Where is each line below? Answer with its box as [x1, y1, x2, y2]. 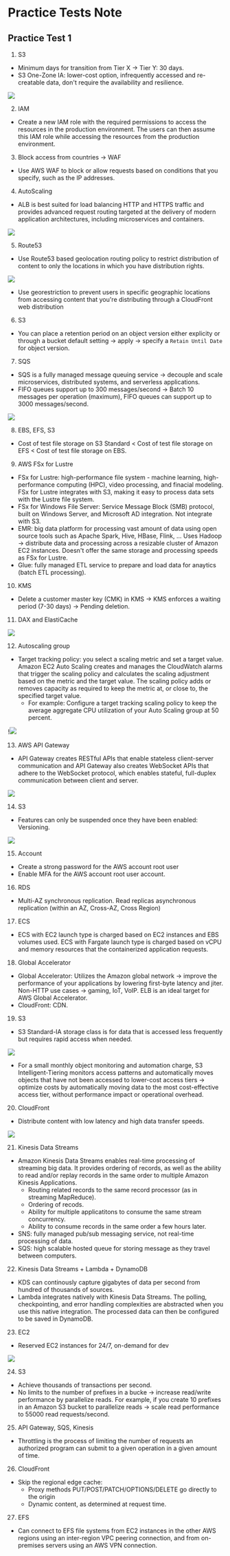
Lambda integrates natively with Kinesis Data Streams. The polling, [17, 1293, 207, 1301]
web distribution [17, 303, 64, 311]
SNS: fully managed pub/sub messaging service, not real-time [17, 1229, 194, 1238]
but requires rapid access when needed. [17, 1035, 133, 1043]
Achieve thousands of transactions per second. [17, 1381, 152, 1389]
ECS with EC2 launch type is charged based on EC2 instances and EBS [17, 930, 219, 939]
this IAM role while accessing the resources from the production [17, 133, 200, 140]
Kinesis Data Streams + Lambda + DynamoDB [17, 1265, 148, 1273]
